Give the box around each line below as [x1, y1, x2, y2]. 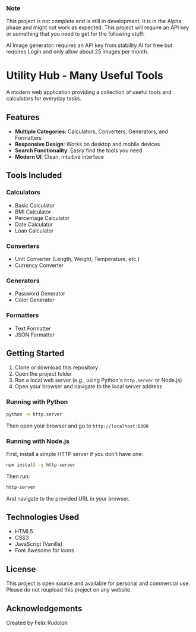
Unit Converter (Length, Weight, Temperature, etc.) [14, 256, 140, 263]
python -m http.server [6, 411, 62, 417]
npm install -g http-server [6, 462, 76, 468]
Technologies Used [6, 512, 79, 523]
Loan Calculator [14, 227, 54, 234]
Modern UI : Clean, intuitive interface [14, 153, 104, 161]
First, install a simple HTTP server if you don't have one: [6, 450, 144, 457]
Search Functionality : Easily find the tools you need [14, 147, 143, 154]
